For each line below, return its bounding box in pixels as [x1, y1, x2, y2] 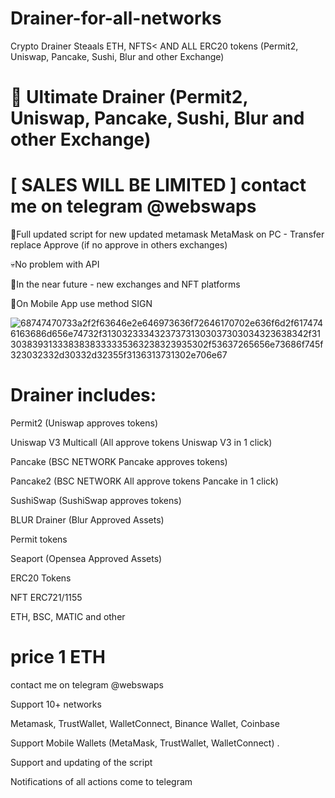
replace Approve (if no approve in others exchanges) [10, 239, 228, 251]
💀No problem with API [10, 258, 100, 271]
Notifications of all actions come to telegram [10, 775, 193, 787]
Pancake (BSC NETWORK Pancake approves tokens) [10, 456, 228, 467]
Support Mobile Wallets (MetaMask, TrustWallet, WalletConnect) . [10, 737, 280, 749]
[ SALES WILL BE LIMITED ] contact [10, 174, 307, 197]
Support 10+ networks [10, 698, 102, 710]
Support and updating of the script [10, 756, 153, 768]
